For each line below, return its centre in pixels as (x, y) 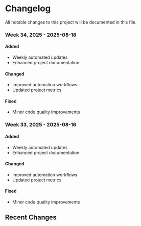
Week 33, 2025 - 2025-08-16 (41, 125)
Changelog (28, 9)
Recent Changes (31, 217)
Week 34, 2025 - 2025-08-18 (41, 35)
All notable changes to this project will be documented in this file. (71, 22)
